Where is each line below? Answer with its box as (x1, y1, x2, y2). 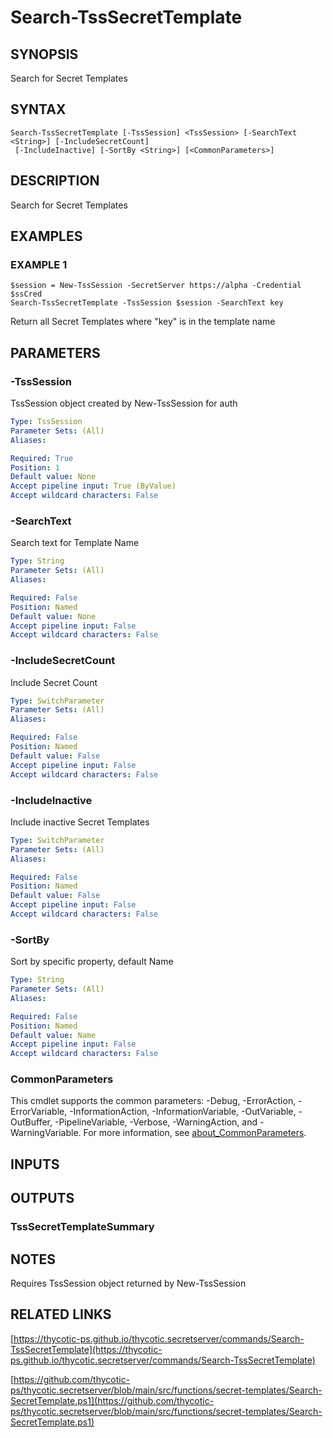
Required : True (10, 453, 74, 463)
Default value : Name (10, 1030, 97, 1040)
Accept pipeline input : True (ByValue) (10, 481, 177, 491)
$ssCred (10, 289, 43, 300)
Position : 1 (10, 462, 60, 473)
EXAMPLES (10, 228, 83, 245)
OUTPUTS (10, 1190, 75, 1207)
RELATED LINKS (10, 1306, 112, 1323)
